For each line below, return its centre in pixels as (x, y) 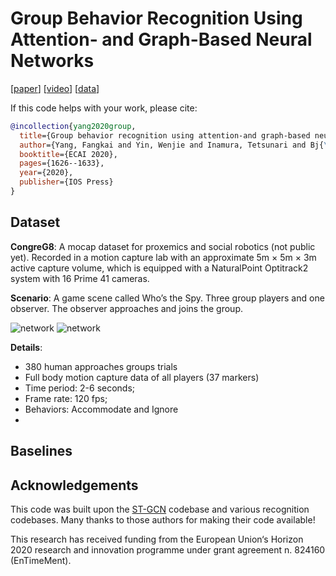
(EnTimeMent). (41, 560)
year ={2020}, (46, 173)
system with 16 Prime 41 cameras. (80, 278)
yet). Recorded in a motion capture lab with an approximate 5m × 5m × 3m (163, 257)
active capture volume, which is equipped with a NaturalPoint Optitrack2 (159, 268)
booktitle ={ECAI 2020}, (68, 154)
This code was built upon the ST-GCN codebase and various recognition (160, 509)
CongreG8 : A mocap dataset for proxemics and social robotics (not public (163, 246)
